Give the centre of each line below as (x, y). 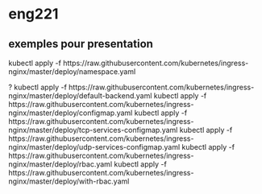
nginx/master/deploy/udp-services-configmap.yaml (94, 147)
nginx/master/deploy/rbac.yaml (60, 164)
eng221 (33, 14)
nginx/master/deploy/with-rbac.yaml (69, 181)
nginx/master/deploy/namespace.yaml (72, 72)
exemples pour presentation (81, 44)
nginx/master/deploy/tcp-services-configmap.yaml (93, 130)
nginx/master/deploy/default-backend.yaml (80, 96)
